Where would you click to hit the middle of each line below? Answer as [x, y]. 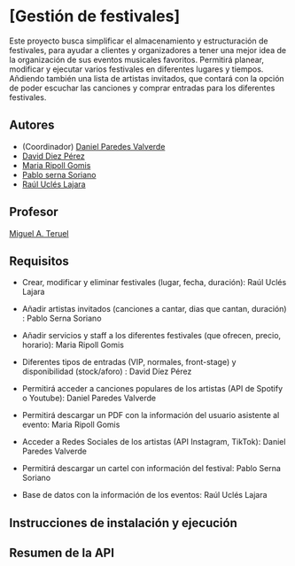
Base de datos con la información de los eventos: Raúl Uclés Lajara [144, 495]
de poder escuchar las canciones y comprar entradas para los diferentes [142, 88]
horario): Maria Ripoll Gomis [73, 345]
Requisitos [39, 261]
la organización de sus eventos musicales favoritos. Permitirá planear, [136, 59]
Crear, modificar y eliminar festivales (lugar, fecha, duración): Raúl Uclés [154, 283]
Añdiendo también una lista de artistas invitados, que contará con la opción [147, 78]
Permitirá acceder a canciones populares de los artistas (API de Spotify [152, 389]
